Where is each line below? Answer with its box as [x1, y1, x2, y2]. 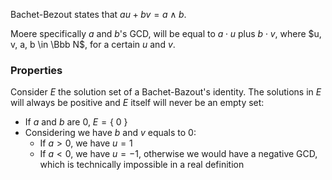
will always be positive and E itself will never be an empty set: [10, 97, 265, 109]
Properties [10, 63, 63, 77]
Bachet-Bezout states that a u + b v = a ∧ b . [10, 9, 187, 20]
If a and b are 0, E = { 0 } [24, 116, 128, 128]
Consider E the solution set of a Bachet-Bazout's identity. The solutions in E [10, 86, 322, 98]
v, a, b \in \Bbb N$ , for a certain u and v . [10, 39, 176, 50]
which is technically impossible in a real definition [39, 159, 245, 171]
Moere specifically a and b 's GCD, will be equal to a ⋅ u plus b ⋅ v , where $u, [10, 28, 322, 39]
